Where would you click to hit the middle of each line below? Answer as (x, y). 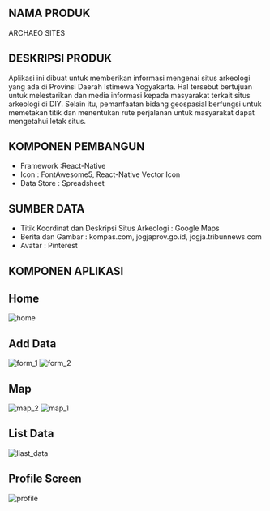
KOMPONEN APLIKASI (66, 271)
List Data (31, 434)
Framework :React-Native (63, 166)
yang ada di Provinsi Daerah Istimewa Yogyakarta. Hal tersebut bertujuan (131, 86)
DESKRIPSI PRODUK (60, 59)
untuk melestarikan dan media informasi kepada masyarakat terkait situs (129, 95)
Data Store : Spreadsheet (62, 183)
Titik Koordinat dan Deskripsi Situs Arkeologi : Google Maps (120, 228)
